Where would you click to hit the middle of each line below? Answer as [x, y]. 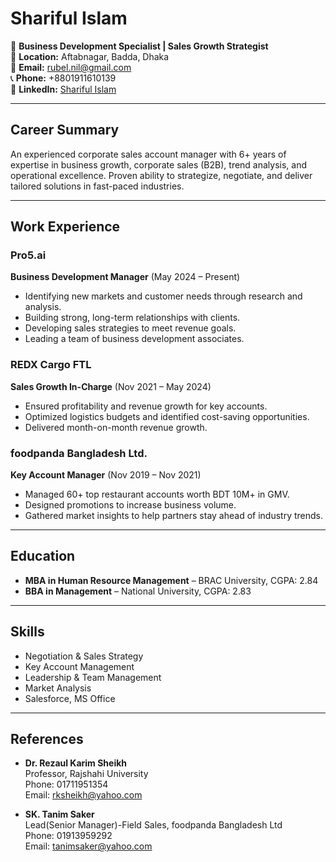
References [47, 739]
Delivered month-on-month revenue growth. [116, 427]
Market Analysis [58, 688]
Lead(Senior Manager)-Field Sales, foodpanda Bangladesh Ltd [153, 825]
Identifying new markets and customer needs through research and [163, 296]
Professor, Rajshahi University [86, 774]
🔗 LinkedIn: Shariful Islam [63, 89]
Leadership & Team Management [93, 677]
